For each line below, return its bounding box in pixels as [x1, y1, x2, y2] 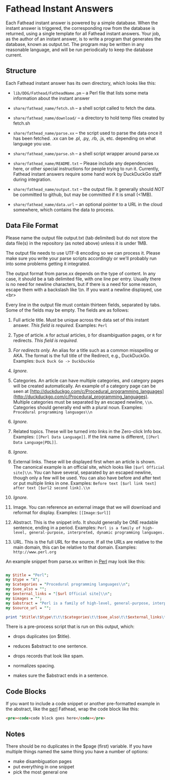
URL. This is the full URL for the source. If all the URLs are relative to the [13, 539, 163, 545]
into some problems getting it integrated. [6, 261, 90, 267]
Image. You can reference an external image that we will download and [13, 504, 161, 510]
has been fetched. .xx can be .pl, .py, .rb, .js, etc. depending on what [13, 135, 156, 141]
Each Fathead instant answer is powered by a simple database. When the [6, 20, 158, 26]
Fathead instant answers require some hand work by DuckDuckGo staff [13, 171, 162, 177]
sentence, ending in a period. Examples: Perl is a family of [13, 524, 141, 530]
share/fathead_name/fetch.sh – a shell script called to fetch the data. [13, 105, 156, 111]
